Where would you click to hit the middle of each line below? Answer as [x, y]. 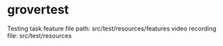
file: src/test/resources [40, 35]
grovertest [38, 10]
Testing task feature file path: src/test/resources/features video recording [112, 28]
